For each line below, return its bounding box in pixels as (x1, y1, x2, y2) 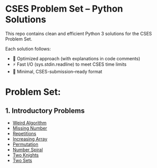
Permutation (12, 141, 39, 147)
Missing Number (12, 125, 47, 131)
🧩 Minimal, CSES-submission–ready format (12, 68, 102, 74)
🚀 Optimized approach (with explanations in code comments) (12, 55, 140, 61)
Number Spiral (12, 146, 43, 152)
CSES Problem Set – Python (5, 3, 123, 15)
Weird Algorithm (12, 119, 47, 125)
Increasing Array (12, 136, 48, 142)
